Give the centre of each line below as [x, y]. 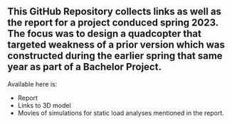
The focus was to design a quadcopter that [104, 34]
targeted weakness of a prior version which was [116, 45]
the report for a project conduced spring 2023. [113, 23]
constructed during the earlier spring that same [115, 56]
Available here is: [32, 84]
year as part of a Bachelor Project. [85, 67]
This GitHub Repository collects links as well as [115, 12]
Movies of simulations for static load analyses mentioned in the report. [121, 113]
